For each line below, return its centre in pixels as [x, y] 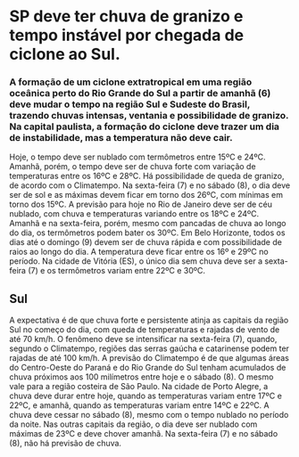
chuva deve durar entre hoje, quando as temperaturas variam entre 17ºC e [146, 396]
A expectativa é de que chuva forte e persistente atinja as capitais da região [149, 320]
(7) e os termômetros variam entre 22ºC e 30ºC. [117, 271]
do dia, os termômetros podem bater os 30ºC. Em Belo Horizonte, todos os [147, 233]
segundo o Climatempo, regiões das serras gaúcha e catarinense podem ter [149, 348]
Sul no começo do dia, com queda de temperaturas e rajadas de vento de [145, 330]
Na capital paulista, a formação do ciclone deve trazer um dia [144, 126]
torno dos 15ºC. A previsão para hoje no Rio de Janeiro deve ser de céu [141, 204]
